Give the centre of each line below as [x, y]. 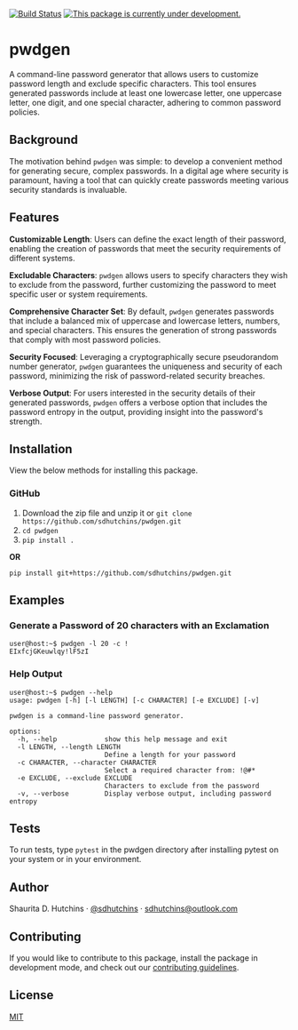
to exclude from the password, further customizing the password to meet [143, 284]
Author [29, 887]
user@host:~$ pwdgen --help [61, 692]
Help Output [36, 674]
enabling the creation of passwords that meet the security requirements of [145, 248]
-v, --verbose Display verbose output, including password [145, 794]
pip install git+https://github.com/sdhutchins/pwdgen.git [121, 573]
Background [43, 140]
